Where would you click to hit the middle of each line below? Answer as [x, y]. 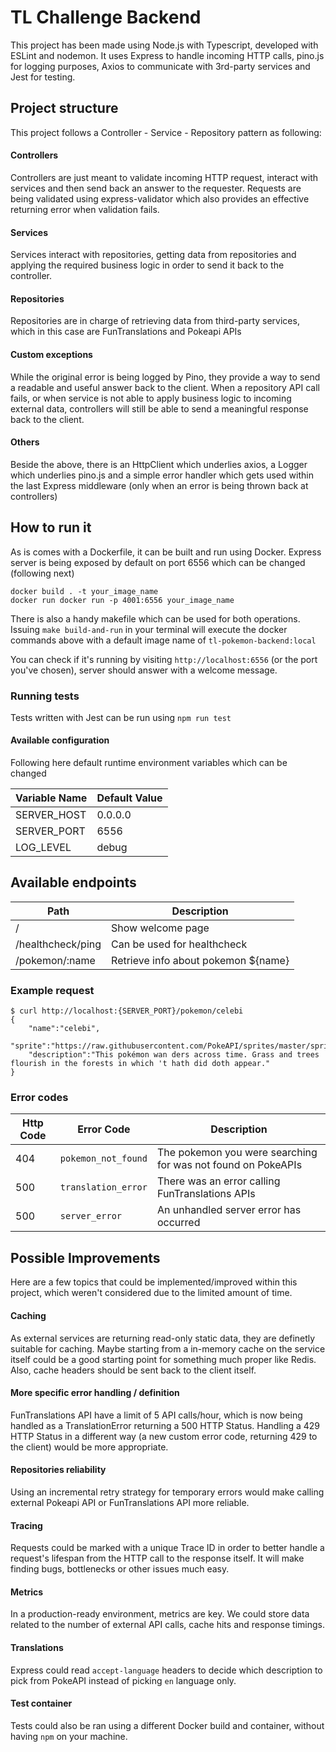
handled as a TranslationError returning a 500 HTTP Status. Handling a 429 [165, 1425]
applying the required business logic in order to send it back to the [147, 265]
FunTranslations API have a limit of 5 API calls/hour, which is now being [156, 1415]
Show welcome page [160, 928]
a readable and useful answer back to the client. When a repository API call [165, 387]
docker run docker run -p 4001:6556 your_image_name [122, 600]
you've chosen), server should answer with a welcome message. [144, 670]
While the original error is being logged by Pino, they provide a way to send [165, 377]
